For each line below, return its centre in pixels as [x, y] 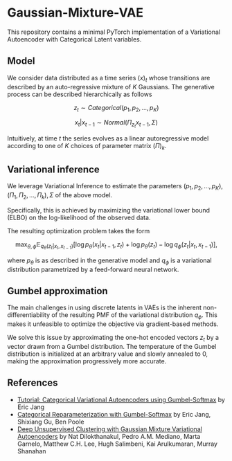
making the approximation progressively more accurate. [87, 361]
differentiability [29, 315]
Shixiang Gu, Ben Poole [51, 422]
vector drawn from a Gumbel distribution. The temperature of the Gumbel [112, 346]
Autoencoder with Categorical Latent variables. [74, 39]
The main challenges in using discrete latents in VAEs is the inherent [105, 308]
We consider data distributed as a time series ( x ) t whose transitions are [109, 79]
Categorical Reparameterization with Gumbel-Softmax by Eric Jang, [114, 414]
